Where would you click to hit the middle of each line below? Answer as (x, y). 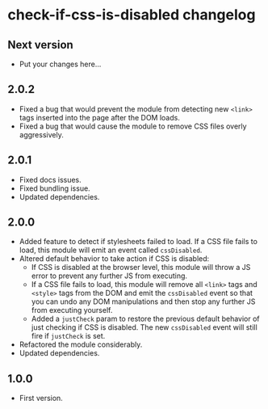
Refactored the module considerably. (81, 344)
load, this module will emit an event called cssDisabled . (111, 250)
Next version (40, 45)
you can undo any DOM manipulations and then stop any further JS (143, 301)
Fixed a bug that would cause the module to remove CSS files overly (133, 126)
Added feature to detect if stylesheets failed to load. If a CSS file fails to (138, 242)
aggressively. (41, 134)
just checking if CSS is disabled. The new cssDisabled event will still (144, 327)
